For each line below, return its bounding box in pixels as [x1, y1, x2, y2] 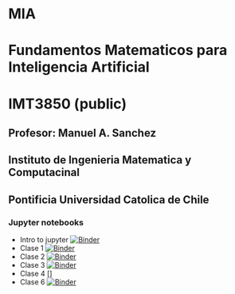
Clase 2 [19, 252, 45, 261]
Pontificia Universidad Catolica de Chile [8, 193, 210, 206]
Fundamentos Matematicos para [8, 41, 228, 60]
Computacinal [8, 166, 80, 179]
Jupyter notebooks [8, 217, 84, 228]
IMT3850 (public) [8, 95, 127, 112]
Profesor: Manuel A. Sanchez [8, 126, 157, 139]
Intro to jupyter [19, 235, 69, 245]
